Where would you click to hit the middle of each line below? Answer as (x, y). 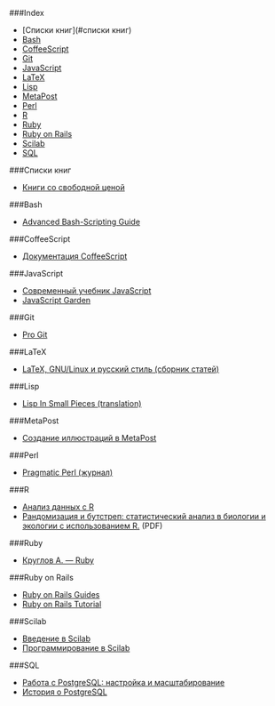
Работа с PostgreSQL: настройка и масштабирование (123, 682)
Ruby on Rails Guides (61, 594)
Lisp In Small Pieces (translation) (82, 403)
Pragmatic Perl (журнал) (67, 472)
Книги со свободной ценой (74, 187)
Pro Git (35, 334)
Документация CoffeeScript (75, 256)
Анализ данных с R (58, 507)
